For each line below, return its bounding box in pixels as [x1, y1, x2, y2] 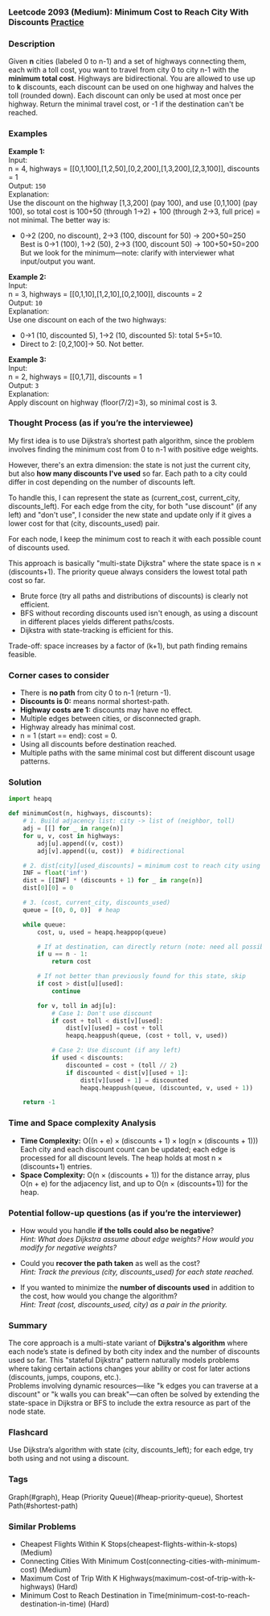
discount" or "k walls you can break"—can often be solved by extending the [8, 1389, 260, 1399]
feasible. [8, 649, 37, 659]
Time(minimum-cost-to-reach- [148, 1591, 251, 1601]
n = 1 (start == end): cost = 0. [19, 731, 118, 740]
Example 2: [8, 272, 47, 281]
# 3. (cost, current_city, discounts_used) [22, 898, 171, 907]
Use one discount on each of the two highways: [8, 314, 167, 324]
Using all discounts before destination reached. [19, 739, 177, 749]
